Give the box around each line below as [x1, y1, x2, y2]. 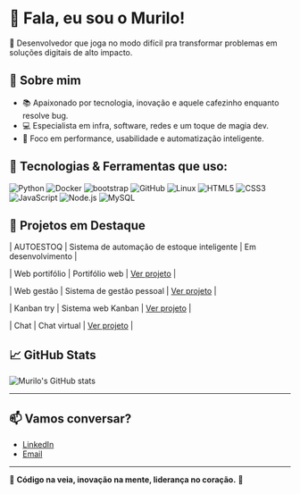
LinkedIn [21, 440, 54, 449]
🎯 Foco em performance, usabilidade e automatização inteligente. [21, 133, 265, 144]
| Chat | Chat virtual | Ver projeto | [9, 321, 134, 331]
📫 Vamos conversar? [9, 411, 132, 426]
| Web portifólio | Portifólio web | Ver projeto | [9, 268, 177, 280]
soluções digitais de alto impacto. [9, 46, 133, 57]
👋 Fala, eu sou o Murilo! [9, 8, 186, 29]
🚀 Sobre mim [9, 73, 82, 88]
